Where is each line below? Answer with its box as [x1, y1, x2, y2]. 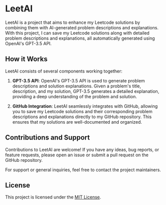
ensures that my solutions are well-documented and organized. [12, 119, 143, 125]
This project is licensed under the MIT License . [5, 194, 101, 200]
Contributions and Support [5, 134, 90, 142]
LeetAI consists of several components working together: [5, 68, 123, 74]
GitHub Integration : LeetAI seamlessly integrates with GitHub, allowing [12, 103, 158, 109]
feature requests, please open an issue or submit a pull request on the [5, 152, 149, 158]
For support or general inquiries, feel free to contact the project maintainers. [5, 167, 162, 173]
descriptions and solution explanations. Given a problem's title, [12, 83, 142, 89]
